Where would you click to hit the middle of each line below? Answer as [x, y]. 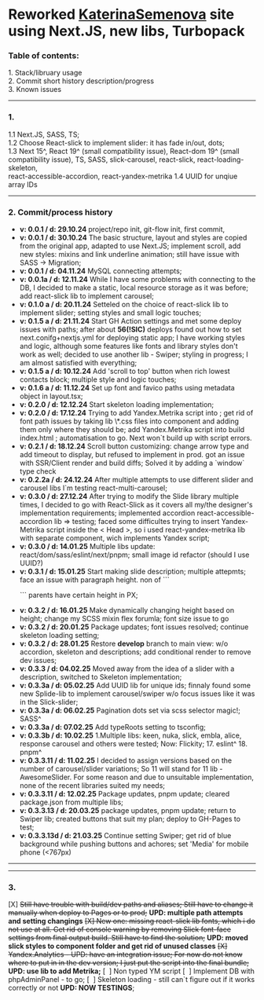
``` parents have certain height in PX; [79, 595]
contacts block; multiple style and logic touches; [98, 379]
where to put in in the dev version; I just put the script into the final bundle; [129, 963]
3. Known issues [35, 90]
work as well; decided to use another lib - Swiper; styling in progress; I [134, 354]
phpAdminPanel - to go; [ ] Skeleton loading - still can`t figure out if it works [132, 980]
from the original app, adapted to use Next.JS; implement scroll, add [130, 246]
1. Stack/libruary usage [45, 73]
